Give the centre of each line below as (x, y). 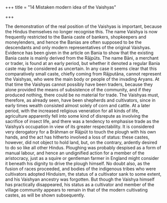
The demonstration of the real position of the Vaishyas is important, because (83, 26)
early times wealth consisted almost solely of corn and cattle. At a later (78, 105)
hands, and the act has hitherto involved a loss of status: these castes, (77, 137)
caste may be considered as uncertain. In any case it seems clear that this (81, 68)
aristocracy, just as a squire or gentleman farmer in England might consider (82, 158)
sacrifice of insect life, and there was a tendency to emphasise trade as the (82, 121)
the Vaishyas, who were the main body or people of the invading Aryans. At (82, 79)
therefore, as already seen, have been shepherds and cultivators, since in (80, 100)
